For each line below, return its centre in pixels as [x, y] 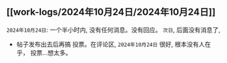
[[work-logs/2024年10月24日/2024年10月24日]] [111, 12]
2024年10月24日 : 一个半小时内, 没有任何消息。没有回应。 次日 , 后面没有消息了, [113, 30]
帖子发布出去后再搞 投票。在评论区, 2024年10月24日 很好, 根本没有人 [110, 44]
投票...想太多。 [51, 52]
